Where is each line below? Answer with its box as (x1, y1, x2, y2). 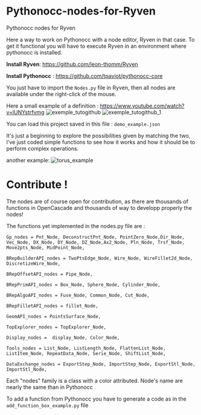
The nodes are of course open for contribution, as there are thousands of (6, 198, 189, 205)
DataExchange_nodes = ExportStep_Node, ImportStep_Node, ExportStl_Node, (6, 361, 196, 367)
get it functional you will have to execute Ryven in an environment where (6, 42, 187, 50)
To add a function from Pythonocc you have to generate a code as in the (6, 395, 187, 402)
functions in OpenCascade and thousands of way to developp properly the (6, 204, 192, 211)
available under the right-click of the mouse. (6, 90, 116, 97)
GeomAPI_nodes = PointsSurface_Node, (6, 313, 101, 319)
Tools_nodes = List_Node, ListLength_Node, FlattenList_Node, (6, 345, 166, 351)
